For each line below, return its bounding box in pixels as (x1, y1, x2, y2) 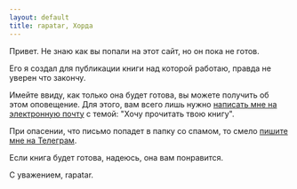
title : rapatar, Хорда (9, 21, 93, 30)
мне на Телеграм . (9, 135, 77, 146)
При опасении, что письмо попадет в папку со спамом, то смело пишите (9, 125, 289, 136)
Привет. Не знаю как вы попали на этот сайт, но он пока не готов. (9, 45, 260, 56)
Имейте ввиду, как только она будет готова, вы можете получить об (9, 90, 269, 100)
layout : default (9, 12, 69, 22)
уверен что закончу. (9, 72, 86, 83)
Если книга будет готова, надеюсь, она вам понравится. (9, 152, 224, 162)
